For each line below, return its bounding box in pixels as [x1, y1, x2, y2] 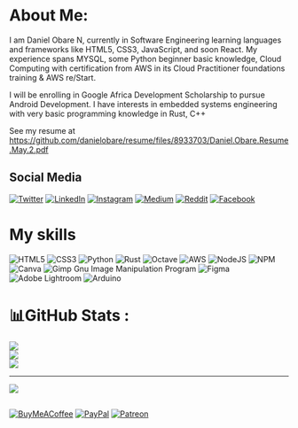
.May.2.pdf [9, 144, 49, 155]
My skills [9, 224, 77, 245]
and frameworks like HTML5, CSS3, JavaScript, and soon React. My [9, 43, 258, 54]
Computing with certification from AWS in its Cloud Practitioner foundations [9, 63, 286, 74]
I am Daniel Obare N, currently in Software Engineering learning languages [9, 35, 282, 45]
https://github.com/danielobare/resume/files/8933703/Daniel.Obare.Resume [9, 135, 289, 145]
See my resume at [9, 125, 75, 136]
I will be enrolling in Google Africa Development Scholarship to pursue [9, 89, 266, 100]
